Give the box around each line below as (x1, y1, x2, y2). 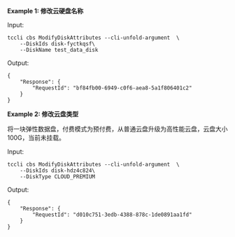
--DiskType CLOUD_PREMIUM (20, 173, 96, 180)
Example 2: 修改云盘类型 (7, 110, 79, 118)
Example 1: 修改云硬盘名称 (7, 7, 84, 15)
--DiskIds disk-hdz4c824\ (20, 167, 96, 174)
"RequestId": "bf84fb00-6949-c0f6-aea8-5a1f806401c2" (32, 85, 192, 92)
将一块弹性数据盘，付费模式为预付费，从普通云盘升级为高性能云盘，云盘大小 (7, 125, 228, 133)
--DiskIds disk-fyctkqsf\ (20, 41, 96, 48)
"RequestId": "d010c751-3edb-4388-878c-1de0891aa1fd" (32, 211, 192, 218)
